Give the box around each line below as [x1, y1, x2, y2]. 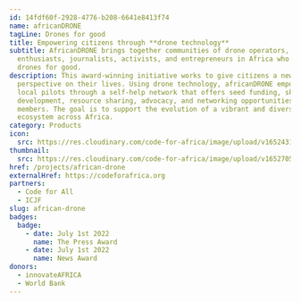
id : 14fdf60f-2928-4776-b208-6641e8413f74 [9, 13, 170, 22]
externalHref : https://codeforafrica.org [9, 171, 166, 180]
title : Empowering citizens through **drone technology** [9, 38, 229, 47]
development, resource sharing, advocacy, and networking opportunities [17, 96, 294, 105]
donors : [9, 263, 38, 272]
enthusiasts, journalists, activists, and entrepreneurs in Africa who [17, 55, 290, 63]
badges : [9, 212, 38, 222]
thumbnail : [9, 146, 50, 155]
